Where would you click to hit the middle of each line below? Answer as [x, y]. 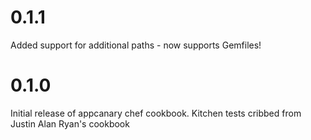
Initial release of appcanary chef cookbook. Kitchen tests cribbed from [156, 113]
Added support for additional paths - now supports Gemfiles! [136, 45]
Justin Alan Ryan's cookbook [70, 123]
